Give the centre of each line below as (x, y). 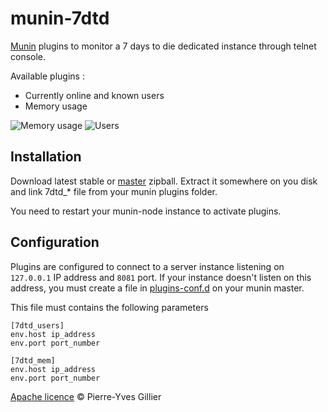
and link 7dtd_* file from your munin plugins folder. (114, 191)
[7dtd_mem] (33, 360)
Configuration (55, 242)
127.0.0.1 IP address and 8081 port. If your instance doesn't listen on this (161, 277)
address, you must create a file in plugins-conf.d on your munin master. (157, 288)
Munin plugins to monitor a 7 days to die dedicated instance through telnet (163, 46)
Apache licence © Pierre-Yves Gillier (86, 396)
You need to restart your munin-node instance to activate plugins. (146, 211)
